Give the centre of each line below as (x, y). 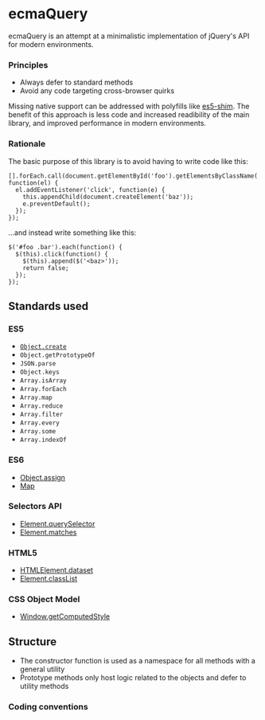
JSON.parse (38, 364)
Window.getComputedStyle (64, 616)
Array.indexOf (43, 440)
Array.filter (41, 415)
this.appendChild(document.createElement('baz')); (108, 197)
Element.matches (48, 532)
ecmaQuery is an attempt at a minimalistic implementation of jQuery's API (129, 36)
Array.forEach (43, 389)
